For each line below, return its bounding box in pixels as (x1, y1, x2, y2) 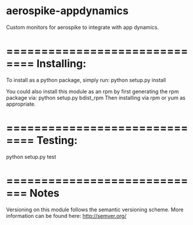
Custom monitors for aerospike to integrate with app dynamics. (6, 24, 159, 31)
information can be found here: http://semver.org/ (6, 212, 127, 219)
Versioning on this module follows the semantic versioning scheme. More (6, 206, 184, 213)
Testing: (36, 134, 78, 147)
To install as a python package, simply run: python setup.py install (6, 76, 167, 83)
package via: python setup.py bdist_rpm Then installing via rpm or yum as (6, 94, 186, 101)
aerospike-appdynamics (6, 4, 129, 18)
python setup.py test (6, 153, 56, 160)
